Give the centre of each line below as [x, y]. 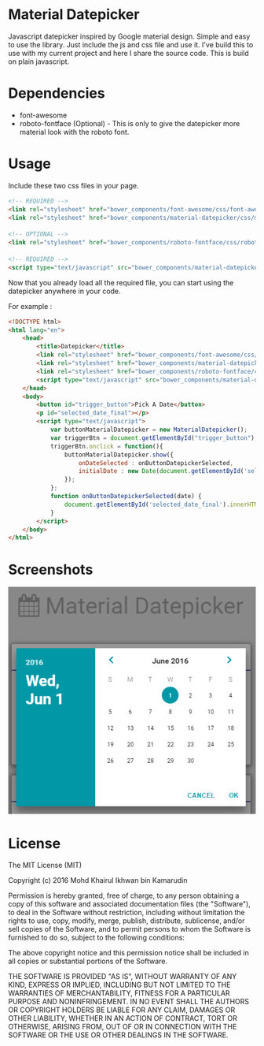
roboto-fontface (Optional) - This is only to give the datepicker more [130, 123]
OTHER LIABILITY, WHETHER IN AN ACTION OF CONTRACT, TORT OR [123, 1018]
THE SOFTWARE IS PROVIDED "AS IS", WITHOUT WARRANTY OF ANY [123, 977]
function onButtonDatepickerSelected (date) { [126, 497]
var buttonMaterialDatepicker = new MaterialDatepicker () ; [148, 430]
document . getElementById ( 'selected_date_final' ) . [147, 504]
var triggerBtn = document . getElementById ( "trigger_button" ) [152, 438]
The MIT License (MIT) [45, 865]
